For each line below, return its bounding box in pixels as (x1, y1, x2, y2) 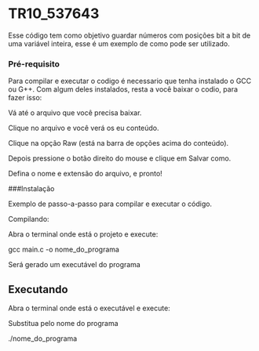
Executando (8, 283, 68, 296)
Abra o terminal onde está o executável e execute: (8, 303, 170, 313)
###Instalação (8, 184, 55, 194)
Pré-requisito (8, 58, 60, 69)
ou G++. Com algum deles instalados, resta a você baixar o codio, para (8, 85, 238, 94)
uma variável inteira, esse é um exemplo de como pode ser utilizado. (8, 38, 230, 48)
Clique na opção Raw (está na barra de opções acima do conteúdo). (8, 139, 229, 148)
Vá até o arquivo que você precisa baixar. (8, 108, 142, 118)
